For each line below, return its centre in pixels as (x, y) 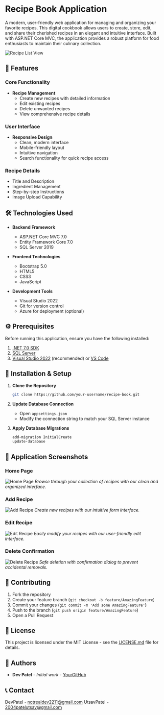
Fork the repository (32, 594)
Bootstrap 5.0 (33, 266)
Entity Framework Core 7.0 (46, 242)
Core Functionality (28, 82)
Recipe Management (34, 93)
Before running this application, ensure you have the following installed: (77, 338)
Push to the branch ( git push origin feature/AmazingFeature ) (75, 610)
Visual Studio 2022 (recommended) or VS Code (60, 358)
